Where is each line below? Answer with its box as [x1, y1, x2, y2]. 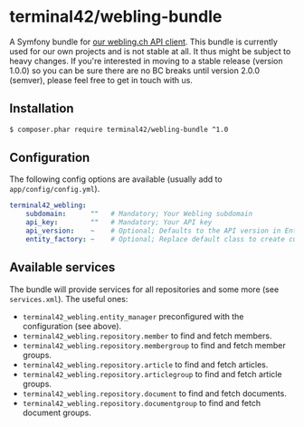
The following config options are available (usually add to [9, 174, 223, 185]
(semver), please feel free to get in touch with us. [9, 74, 193, 85]
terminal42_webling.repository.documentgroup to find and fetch [22, 397, 261, 408]
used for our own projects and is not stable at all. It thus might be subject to [9, 45, 291, 56]
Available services [9, 260, 116, 275]
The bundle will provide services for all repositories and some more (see [9, 283, 280, 295]
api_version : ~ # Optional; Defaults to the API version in [25, 226, 281, 236]
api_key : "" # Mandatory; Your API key [25, 218, 213, 227]
